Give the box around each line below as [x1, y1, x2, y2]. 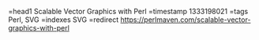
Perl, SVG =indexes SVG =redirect [8, 15, 119, 24]
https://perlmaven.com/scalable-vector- [120, 15, 251, 24]
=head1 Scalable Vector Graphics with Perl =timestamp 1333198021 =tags [8, 7, 249, 16]
